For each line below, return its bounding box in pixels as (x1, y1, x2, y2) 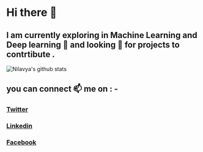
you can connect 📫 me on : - (6, 84, 118, 94)
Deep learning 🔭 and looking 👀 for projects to (6, 39, 180, 50)
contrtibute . (6, 49, 55, 59)
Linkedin (6, 122, 32, 131)
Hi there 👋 (6, 6, 57, 20)
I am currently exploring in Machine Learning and (6, 30, 197, 40)
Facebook (6, 138, 37, 146)
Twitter (6, 105, 29, 114)
